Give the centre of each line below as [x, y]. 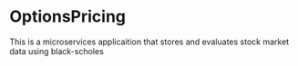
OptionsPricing [67, 17]
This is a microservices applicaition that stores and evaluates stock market [149, 42]
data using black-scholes [57, 51]
